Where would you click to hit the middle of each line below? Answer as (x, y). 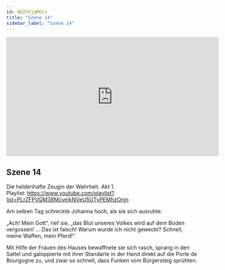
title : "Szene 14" (29, 18)
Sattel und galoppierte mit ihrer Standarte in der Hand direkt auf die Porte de (102, 254)
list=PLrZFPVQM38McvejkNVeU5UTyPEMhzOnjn (68, 200)
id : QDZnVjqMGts (27, 12)
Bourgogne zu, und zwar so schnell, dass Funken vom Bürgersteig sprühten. (102, 260)
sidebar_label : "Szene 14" (40, 23)
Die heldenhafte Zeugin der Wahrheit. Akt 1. (61, 187)
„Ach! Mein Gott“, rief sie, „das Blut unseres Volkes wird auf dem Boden (96, 223)
